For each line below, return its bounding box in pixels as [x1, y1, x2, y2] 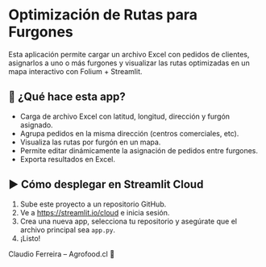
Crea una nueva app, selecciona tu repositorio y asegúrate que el [19, 216, 238, 226]
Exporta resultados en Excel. [19, 154, 115, 164]
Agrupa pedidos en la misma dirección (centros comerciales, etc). [19, 128, 239, 138]
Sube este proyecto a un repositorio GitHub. [19, 199, 167, 209]
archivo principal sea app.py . [19, 224, 115, 235]
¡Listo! [19, 233, 41, 243]
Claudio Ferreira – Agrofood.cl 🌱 [8, 248, 115, 259]
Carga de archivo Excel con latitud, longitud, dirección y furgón [19, 111, 231, 121]
